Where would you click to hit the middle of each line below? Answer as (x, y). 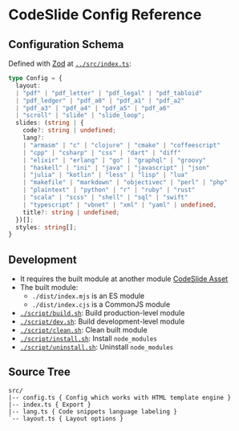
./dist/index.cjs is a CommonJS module (101, 304)
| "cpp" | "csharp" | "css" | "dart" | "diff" (102, 153)
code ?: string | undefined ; (69, 131)
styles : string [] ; (47, 227)
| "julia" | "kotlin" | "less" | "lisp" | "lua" (105, 175)
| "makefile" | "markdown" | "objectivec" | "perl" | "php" (125, 183)
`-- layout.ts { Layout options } (66, 418)
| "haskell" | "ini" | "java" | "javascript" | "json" (116, 167)
